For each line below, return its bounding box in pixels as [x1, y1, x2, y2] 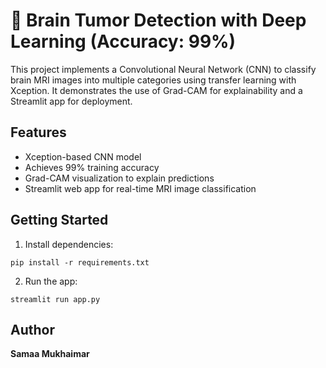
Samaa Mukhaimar [10, 348, 90, 360]
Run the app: [24, 275, 78, 287]
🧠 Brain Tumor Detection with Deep [10, 9, 307, 32]
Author [10, 321, 55, 338]
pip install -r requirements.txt [10, 257, 150, 268]
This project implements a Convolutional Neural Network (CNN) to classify [10, 63, 317, 75]
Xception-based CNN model [24, 150, 142, 163]
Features [10, 124, 67, 141]
